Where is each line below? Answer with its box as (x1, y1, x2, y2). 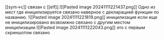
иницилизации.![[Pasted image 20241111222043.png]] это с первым (5, 25, 145, 30)
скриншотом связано (5, 30, 50, 35)
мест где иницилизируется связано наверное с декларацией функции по (5, 9, 159, 15)
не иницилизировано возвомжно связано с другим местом (5, 19, 131, 25)
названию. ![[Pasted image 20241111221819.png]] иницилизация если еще (5, 14, 158, 20)
